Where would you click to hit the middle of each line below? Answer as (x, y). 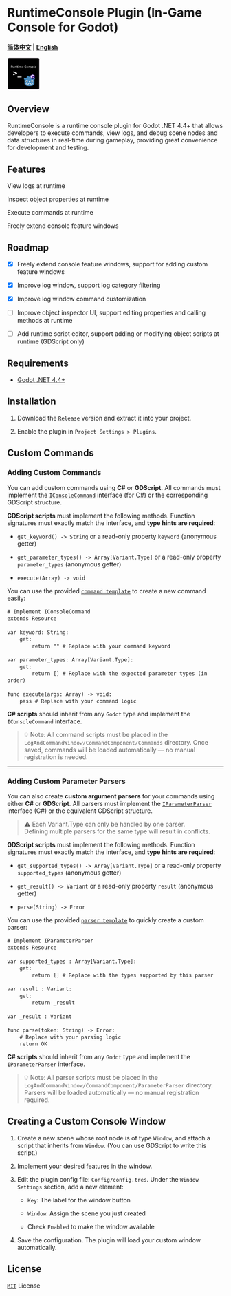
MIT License (24, 1286)
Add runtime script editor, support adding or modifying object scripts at (118, 334)
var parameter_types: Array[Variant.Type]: (70, 660)
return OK (34, 1044)
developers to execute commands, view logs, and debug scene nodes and (112, 133)
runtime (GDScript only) (51, 341)
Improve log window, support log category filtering (89, 285)
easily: (16, 598)
